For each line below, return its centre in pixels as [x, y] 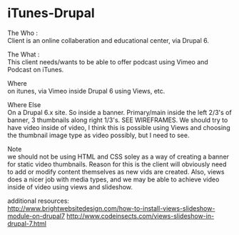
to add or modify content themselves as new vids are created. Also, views [116, 171]
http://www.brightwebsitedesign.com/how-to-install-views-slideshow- [111, 208]
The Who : [22, 33]
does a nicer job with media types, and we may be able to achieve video [113, 179]
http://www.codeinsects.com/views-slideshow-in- [141, 216]
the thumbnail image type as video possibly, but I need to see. [98, 135]
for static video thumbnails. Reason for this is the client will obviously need [117, 164]
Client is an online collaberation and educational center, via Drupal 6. [108, 40]
